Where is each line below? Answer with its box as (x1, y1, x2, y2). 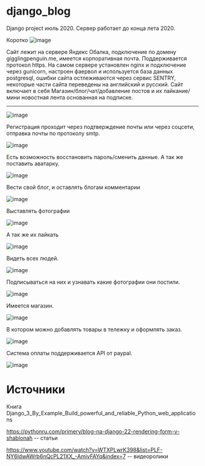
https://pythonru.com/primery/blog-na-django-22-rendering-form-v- (6, 427, 180, 435)
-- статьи (34, 434, 58, 442)
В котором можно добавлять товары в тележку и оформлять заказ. (6, 325, 182, 333)
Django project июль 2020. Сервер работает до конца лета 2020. (6, 24, 176, 32)
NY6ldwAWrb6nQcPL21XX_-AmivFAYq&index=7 (6, 453, 126, 460)
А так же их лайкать (6, 231, 59, 238)
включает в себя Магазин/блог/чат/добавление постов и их (6, 87, 163, 94)
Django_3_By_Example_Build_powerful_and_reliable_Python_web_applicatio (6, 409, 196, 416)
